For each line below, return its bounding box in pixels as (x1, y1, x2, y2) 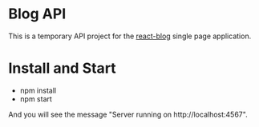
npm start (19, 93, 52, 104)
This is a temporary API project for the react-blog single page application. (8, 31, 252, 41)
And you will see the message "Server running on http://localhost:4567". (8, 109, 248, 119)
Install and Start (8, 59, 116, 77)
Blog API (8, 5, 67, 23)
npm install (19, 85, 57, 95)
